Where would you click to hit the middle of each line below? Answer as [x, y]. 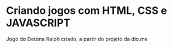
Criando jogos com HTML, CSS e [87, 11]
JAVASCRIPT [38, 23]
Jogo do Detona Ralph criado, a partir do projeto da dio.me [77, 39]
